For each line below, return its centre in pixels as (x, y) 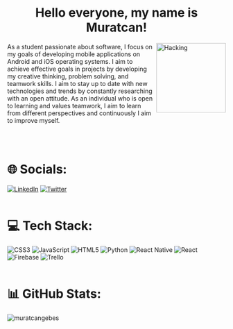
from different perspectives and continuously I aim (79, 113)
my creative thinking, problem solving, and (68, 76)
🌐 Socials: (37, 170)
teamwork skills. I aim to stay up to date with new (77, 83)
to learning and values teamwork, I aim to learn (74, 106)
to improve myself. (34, 120)
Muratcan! (116, 27)
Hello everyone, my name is (116, 13)
